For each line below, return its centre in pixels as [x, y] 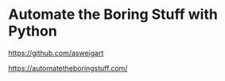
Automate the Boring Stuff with [113, 15]
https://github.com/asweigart [56, 53]
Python [33, 31]
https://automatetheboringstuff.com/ [68, 68]
